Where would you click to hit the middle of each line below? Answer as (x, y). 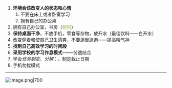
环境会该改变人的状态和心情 (42, 8)
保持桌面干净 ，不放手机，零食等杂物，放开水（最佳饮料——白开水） (84, 33)
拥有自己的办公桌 (38, 21)
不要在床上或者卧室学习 (45, 14)
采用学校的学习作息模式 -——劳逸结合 (52, 52)
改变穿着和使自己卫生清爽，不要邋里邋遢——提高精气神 (71, 40)
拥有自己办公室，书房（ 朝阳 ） (44, 27)
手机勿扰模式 (26, 65)
